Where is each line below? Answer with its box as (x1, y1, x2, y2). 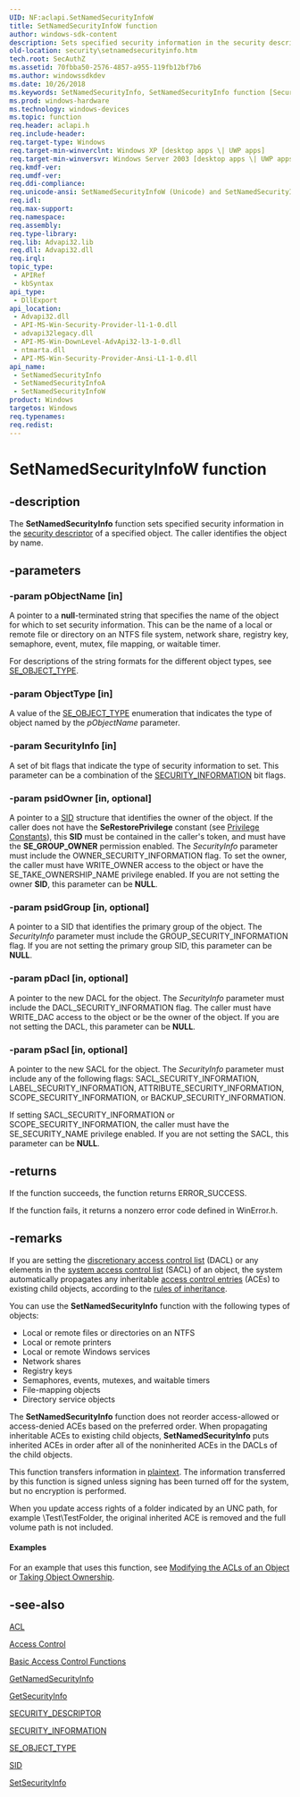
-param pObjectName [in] (9, 589, 123, 602)
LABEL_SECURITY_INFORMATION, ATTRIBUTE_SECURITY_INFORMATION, (9, 1083, 285, 1093)
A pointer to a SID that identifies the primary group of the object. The (9, 922, 262, 932)
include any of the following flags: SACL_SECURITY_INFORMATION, (9, 1073, 259, 1084)
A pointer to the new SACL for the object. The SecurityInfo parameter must (9, 1063, 284, 1074)
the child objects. (9, 1449, 73, 1460)
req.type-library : (9, 229, 78, 238)
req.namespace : (9, 212, 66, 222)
